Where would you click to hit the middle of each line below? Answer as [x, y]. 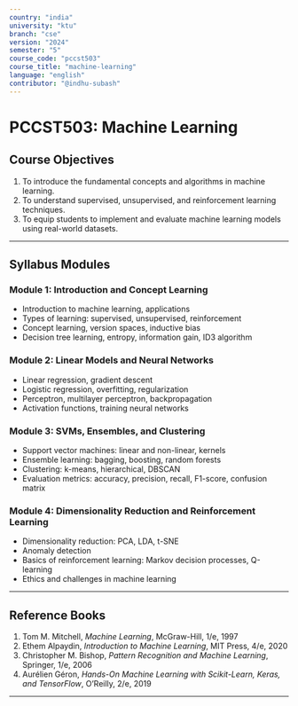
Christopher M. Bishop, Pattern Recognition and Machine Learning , [145, 655]
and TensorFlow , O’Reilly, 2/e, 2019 [87, 684]
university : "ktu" [43, 26]
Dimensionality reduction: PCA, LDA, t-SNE [100, 541]
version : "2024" [39, 42]
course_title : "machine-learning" [73, 67]
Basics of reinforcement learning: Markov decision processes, [135, 561]
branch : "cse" [35, 34]
